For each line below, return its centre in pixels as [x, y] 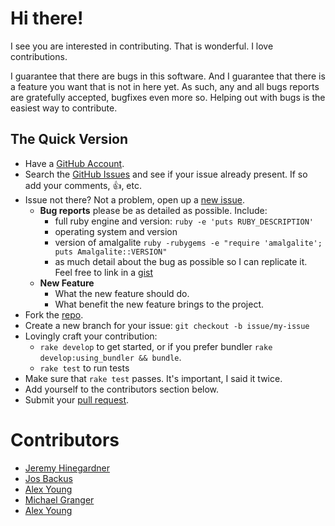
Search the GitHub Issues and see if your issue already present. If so [166, 174]
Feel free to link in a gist [104, 272]
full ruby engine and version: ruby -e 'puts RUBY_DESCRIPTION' [184, 221]
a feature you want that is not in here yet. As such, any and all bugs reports [165, 86]
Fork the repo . [54, 314]
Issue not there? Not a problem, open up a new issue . [134, 199]
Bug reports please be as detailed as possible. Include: [153, 210]
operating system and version [116, 231]
